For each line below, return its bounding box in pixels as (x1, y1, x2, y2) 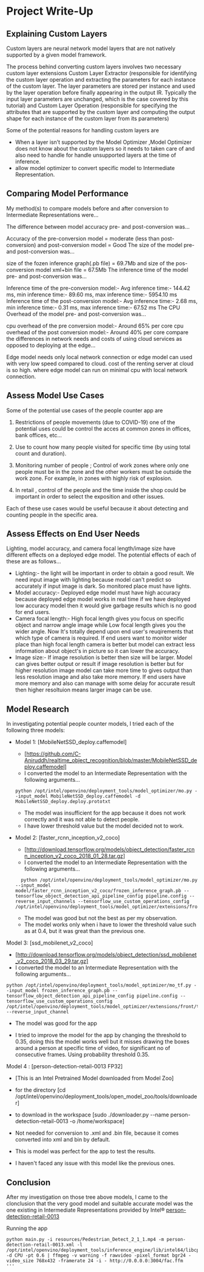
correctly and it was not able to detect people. (24, 816, 140, 823)
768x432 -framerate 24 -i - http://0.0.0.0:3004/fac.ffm (36, 1258, 183, 1264)
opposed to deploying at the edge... (6, 341, 96, 349)
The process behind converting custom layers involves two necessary (6, 63, 182, 70)
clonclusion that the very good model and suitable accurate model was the (6, 1200, 193, 1207)
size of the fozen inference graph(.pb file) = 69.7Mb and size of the (6, 259, 175, 266)
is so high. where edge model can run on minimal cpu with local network (6, 366, 188, 373)
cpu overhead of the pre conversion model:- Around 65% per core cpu (6, 322, 184, 329)
